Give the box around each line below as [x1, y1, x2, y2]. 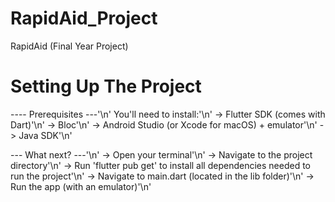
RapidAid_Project [10, 7, 158, 30]
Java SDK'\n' [18, 129, 73, 141]
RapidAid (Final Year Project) [10, 40, 129, 52]
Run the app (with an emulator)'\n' [10, 180, 152, 192]
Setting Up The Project [10, 75, 202, 98]
